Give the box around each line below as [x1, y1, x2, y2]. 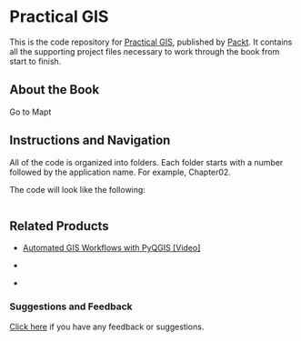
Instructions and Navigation [9, 133, 171, 148]
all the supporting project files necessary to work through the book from [9, 45, 280, 56]
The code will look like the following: [9, 184, 145, 195]
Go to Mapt [9, 106, 52, 117]
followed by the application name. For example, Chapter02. [9, 166, 232, 177]
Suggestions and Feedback [9, 300, 134, 313]
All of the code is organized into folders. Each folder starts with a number [9, 156, 284, 167]
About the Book [9, 82, 100, 97]
